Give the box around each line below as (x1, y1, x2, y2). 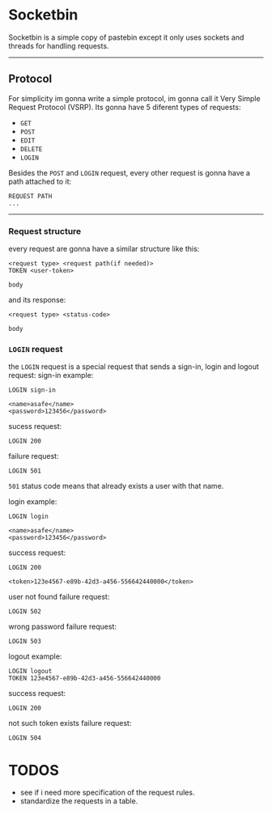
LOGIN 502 (8, 608, 42, 616)
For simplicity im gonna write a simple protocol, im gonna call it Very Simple (8, 93, 261, 103)
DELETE (19, 145, 43, 153)
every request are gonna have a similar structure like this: (8, 244, 200, 254)
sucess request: (8, 422, 62, 431)
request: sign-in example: (8, 371, 94, 380)
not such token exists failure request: (8, 719, 132, 728)
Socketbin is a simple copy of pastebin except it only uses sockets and (8, 32, 244, 42)
